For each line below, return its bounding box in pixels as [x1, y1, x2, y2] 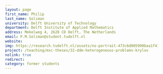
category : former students [5, 61, 60, 66]
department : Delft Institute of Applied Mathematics [5, 25, 114, 30]
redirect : [5, 57, 25, 62]
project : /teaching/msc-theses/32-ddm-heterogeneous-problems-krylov [5, 48, 149, 53]
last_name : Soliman [5, 16, 45, 21]
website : [5, 39, 23, 44]
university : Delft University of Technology [5, 20, 97, 26]
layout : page [5, 7, 32, 12]
